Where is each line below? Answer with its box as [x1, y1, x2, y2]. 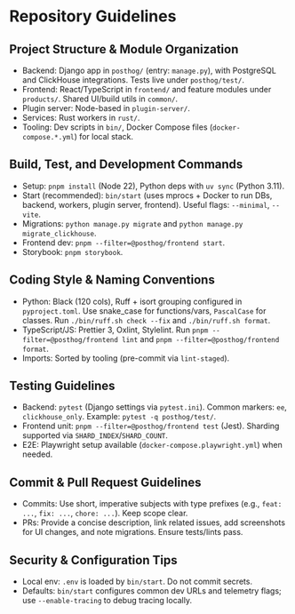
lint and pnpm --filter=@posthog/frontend [121, 333, 280, 344]
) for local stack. [74, 132, 134, 141]
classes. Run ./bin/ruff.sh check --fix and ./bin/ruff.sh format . [21, 315, 271, 325]
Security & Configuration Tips [9, 553, 178, 568]
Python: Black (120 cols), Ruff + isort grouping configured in [21, 296, 243, 307]
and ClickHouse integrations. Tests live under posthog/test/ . [21, 75, 245, 85]
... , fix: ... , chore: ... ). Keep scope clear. [21, 508, 188, 519]
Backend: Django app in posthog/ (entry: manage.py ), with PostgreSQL [21, 65, 277, 76]
